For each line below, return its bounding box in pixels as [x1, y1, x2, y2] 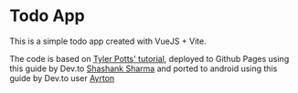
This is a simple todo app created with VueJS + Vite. [9, 36, 208, 46]
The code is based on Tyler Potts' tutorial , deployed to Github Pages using [9, 53, 290, 64]
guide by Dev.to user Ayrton [9, 72, 115, 83]
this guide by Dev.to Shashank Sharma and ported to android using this [9, 63, 278, 74]
